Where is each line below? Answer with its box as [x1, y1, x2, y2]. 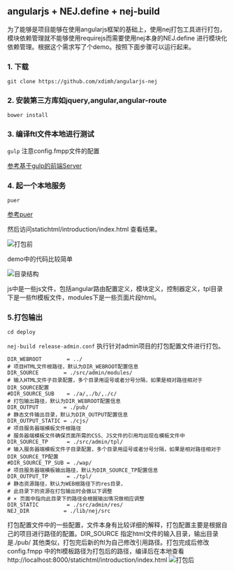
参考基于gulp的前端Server [7, 161, 82, 170]
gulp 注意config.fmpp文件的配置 [7, 146, 100, 155]
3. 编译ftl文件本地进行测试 [7, 129, 94, 139]
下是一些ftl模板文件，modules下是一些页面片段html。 [7, 293, 161, 302]
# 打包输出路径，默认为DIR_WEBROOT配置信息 [7, 398, 121, 405]
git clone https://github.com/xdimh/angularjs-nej [7, 78, 158, 85]
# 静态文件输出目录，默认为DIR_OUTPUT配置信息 [7, 411, 129, 418]
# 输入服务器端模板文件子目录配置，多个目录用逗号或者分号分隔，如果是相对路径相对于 [7, 446, 221, 453]
